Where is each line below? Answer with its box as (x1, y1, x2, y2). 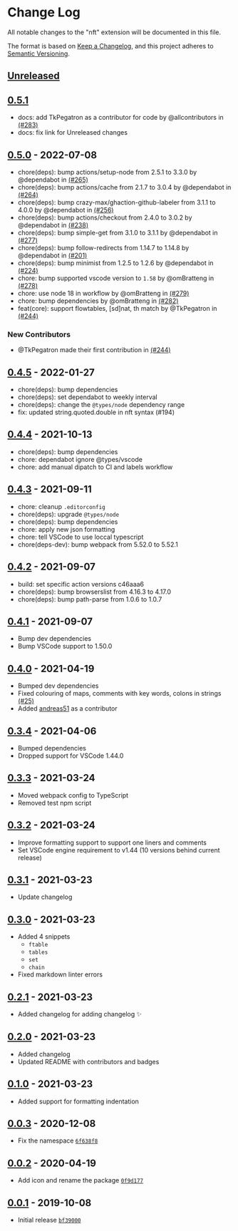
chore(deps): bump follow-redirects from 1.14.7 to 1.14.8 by (17, 243, 190, 252)
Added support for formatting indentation (17, 1097, 139, 1106)
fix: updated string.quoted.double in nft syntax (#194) (17, 408, 175, 417)
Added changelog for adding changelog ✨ (17, 1010, 143, 1018)
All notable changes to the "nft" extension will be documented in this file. (7, 28, 222, 36)
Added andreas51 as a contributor (17, 704, 118, 713)
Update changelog (17, 892, 73, 902)
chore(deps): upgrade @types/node (17, 510, 120, 518)
